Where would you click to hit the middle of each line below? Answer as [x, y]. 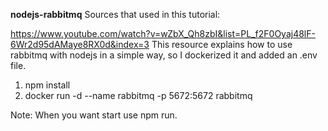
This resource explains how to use [222, 44]
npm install [47, 85]
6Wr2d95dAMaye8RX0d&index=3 [80, 44]
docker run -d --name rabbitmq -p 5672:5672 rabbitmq [138, 95]
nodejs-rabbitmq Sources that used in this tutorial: [115, 14]
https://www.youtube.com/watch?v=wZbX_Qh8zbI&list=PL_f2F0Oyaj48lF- [163, 33]
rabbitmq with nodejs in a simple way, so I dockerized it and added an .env [164, 55]
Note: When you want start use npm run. [94, 115]
